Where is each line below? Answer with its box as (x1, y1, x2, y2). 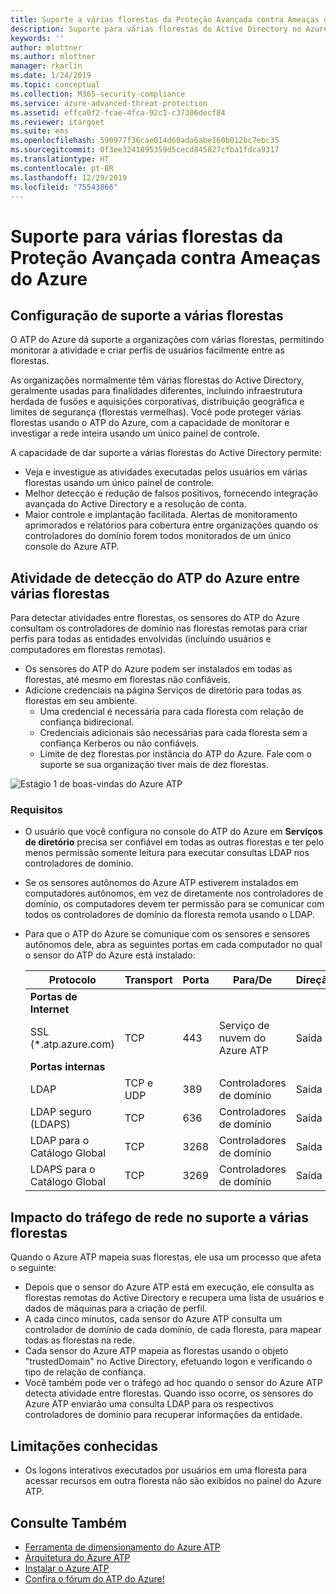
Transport (124, 973, 173, 987)
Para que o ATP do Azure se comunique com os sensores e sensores (24, 928, 310, 940)
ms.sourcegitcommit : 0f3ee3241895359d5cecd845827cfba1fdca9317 (10, 145, 280, 155)
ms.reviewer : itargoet (10, 117, 105, 127)
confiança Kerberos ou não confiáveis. (39, 737, 200, 750)
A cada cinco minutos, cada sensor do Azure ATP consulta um (24, 1313, 283, 1325)
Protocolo (48, 973, 97, 987)
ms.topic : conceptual (10, 80, 101, 90)
